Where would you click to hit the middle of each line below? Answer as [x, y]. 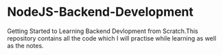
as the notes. [25, 45]
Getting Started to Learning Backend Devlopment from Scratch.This [103, 31]
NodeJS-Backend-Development [101, 12]
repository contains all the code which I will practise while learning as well [112, 38]
